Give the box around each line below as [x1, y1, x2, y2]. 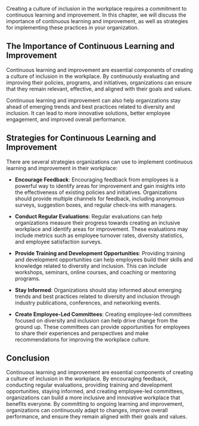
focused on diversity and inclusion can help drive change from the [14, 317, 178, 324]
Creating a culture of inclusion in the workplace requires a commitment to [6, 5, 187, 12]
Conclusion [6, 353, 50, 364]
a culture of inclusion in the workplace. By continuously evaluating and [6, 73, 180, 80]
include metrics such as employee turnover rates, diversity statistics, [14, 231, 184, 239]
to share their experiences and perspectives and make [14, 330, 149, 337]
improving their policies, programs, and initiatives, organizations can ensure [6, 79, 192, 86]
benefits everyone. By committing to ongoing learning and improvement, [6, 400, 184, 408]
